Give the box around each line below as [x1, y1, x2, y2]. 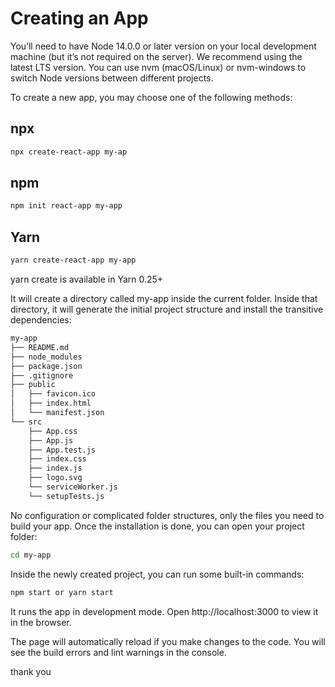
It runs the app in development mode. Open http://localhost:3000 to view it [10, 605, 319, 617]
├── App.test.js [28, 445, 97, 455]
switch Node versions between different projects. [10, 72, 214, 84]
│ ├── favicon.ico [10, 389, 97, 399]
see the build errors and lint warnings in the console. [10, 646, 227, 658]
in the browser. [10, 616, 72, 628]
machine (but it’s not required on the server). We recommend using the [10, 50, 303, 62]
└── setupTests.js [28, 491, 105, 501]
